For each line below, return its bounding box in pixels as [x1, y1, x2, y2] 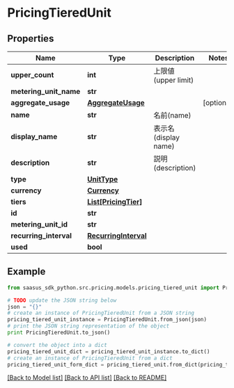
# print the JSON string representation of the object [7, 323, 170, 330]
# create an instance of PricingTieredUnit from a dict [7, 355, 173, 362]
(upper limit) [153, 75, 194, 85]
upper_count [10, 70, 54, 79]
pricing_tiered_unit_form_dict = [7, 361, 104, 368]
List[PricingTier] [86, 197, 143, 207]
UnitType [86, 175, 118, 184]
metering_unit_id [10, 220, 68, 229]
